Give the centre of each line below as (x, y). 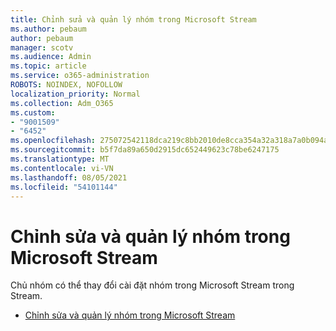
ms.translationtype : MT (60, 159)
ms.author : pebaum (48, 29)
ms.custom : (33, 112)
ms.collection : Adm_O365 (62, 103)
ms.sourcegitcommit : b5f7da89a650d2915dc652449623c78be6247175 (145, 150)
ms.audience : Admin (51, 57)
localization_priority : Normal (75, 94)
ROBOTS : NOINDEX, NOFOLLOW (66, 85)
